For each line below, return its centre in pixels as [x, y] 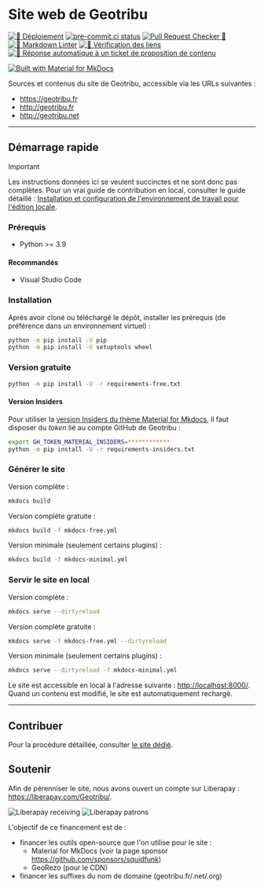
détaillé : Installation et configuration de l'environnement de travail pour [124, 198]
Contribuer [35, 726]
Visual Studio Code [51, 280]
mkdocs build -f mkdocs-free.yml [63, 530]
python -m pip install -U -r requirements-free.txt [94, 384]
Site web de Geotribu [78, 15]
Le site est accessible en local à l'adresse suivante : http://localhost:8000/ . [129, 685]
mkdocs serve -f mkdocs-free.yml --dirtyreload [88, 641]
